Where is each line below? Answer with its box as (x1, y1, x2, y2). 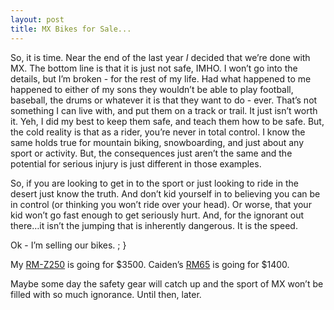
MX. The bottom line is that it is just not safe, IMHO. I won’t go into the (10, 62, 298, 74)
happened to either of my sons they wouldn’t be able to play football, (10, 83, 294, 95)
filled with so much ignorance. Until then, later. (10, 288, 202, 300)
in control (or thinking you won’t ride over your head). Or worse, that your (10, 198, 312, 210)
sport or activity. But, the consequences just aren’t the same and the (10, 147, 293, 159)
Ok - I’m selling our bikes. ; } (10, 239, 127, 251)
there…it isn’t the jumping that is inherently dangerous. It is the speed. (10, 219, 298, 231)
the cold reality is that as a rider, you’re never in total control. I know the (10, 126, 306, 138)
